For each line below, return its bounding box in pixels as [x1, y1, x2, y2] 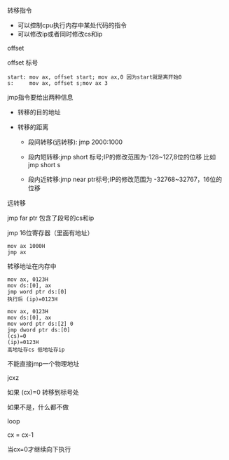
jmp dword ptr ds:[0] [7, 327, 71, 334]
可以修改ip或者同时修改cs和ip [17, 30, 103, 38]
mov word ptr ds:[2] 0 [7, 320, 74, 327]
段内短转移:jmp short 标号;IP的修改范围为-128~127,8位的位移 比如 [27, 153, 216, 161]
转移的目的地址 [17, 108, 61, 116]
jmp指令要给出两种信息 [7, 93, 74, 101]
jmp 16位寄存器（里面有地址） [7, 229, 94, 237]
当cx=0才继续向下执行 [7, 445, 71, 453]
